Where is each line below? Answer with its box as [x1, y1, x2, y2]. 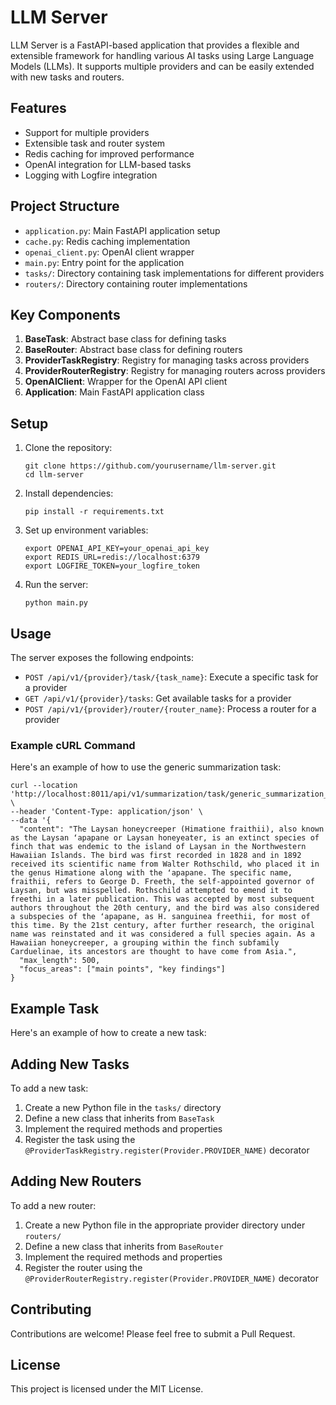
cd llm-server [24, 470, 84, 480]
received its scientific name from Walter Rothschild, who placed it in [10, 859, 320, 870]
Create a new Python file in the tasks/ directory [24, 1101, 222, 1113]
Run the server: [24, 579, 89, 591]
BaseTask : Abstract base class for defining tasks [24, 333, 227, 345]
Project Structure [10, 198, 120, 215]
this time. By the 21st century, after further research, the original [10, 921, 315, 931]
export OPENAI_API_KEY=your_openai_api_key [24, 544, 210, 554]
